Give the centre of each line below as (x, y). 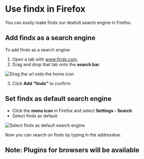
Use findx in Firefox (45, 9)
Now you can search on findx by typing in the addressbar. (63, 135)
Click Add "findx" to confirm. (42, 83)
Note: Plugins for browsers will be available (72, 150)
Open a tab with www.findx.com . (45, 59)
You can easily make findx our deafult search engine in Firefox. (68, 23)
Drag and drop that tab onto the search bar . (56, 64)
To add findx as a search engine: (38, 49)
